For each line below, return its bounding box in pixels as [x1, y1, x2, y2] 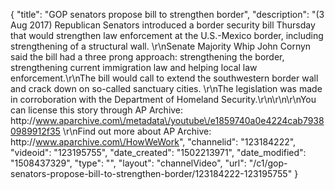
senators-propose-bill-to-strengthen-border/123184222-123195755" [10, 168, 293, 179]
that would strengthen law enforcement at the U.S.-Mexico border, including [10, 30, 324, 41]
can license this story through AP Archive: [10, 104, 184, 116]
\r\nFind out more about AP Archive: [62, 125, 212, 137]
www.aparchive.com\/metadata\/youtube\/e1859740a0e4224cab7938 [35, 115, 325, 126]
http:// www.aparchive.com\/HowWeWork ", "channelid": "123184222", [10, 136, 297, 148]
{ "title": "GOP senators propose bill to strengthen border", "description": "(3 [10, 9, 325, 20]
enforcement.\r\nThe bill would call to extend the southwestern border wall [10, 72, 319, 84]
